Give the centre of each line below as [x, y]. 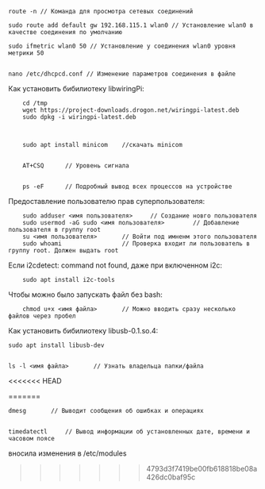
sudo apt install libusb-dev [56, 345]
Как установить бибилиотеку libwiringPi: [76, 89]
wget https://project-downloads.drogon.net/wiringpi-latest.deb [131, 110]
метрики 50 [26, 53]
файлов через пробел [42, 316]
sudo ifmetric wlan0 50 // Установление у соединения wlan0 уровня [122, 46]
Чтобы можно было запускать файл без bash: [85, 295]
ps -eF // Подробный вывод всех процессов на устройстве [127, 187]
